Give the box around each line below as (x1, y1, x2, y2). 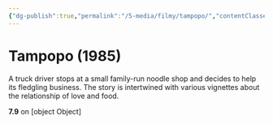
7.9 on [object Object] (8, 106, 82, 116)
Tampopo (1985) (8, 46, 122, 65)
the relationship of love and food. (8, 91, 119, 100)
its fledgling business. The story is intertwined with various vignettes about (8, 82, 260, 92)
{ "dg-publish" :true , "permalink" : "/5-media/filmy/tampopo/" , (8, 11, 217, 20)
